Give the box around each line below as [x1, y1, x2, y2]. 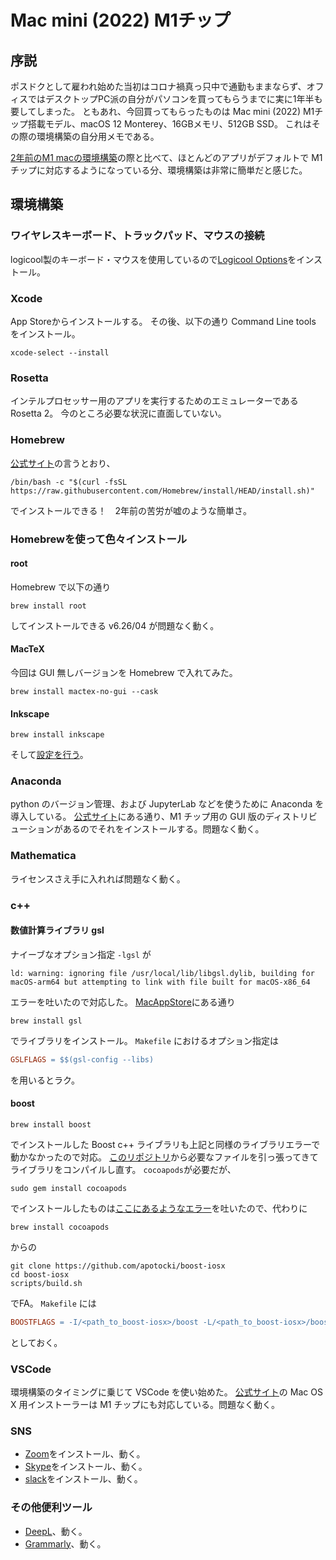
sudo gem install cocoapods [10, 1183, 128, 1193]
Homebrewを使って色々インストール [10, 532, 188, 546]
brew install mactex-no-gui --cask [10, 686, 159, 696]
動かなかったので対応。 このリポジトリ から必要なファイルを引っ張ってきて [10, 1151, 319, 1163]
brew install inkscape [10, 730, 105, 740]
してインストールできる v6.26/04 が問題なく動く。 [10, 619, 220, 631]
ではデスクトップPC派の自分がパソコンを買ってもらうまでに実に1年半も [27, 93, 323, 105]
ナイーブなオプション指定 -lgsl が [10, 948, 152, 960]
